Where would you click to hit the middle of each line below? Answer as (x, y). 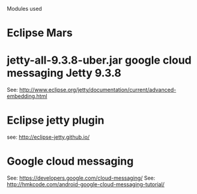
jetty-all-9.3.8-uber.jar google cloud (99, 60)
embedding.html (27, 96)
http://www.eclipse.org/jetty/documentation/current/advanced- (98, 90)
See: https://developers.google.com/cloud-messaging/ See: (81, 178)
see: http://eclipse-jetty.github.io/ (48, 137)
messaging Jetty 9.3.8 (64, 73)
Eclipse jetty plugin (56, 120)
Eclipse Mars (40, 33)
